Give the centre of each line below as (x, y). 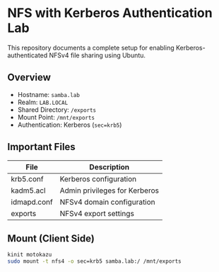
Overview (29, 78)
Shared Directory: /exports (57, 109)
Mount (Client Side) (51, 238)
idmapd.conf (32, 202)
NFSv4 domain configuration (107, 202)
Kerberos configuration (98, 178)
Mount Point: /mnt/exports (56, 117)
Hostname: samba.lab (48, 94)
